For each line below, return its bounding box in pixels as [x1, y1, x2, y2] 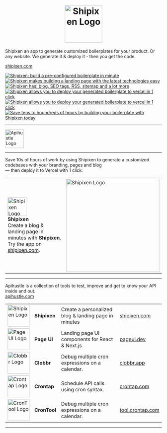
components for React [61, 336, 113, 343]
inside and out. [5, 288, 36, 294]
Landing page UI [61, 329, 100, 336]
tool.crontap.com [119, 406, 160, 413]
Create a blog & [7, 221, 44, 228]
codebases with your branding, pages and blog [5, 162, 102, 168]
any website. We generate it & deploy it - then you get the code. [5, 53, 136, 59]
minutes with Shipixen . [7, 234, 61, 241]
